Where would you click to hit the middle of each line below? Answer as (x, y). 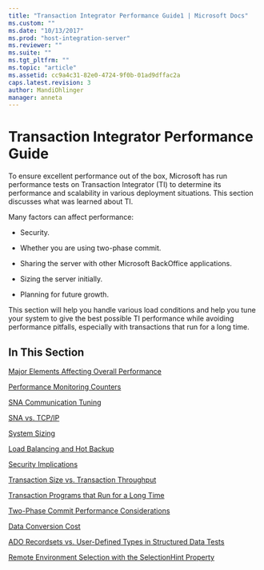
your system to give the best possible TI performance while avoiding (121, 319)
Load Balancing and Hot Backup (61, 449)
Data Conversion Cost (45, 526)
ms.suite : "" (30, 53)
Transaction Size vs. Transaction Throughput (82, 480)
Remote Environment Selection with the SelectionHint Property (111, 557)
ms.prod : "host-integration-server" (69, 38)
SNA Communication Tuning (55, 402)
